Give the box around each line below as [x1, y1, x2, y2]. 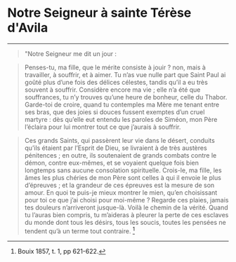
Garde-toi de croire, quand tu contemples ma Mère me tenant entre [24, 100, 220, 109]
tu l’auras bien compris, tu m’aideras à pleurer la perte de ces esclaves [24, 210, 229, 219]
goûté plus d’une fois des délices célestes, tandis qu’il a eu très [24, 78, 209, 86]
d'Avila [7, 20, 48, 36]
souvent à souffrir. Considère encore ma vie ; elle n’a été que [24, 85, 201, 94]
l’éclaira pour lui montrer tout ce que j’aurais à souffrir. [24, 123, 181, 131]
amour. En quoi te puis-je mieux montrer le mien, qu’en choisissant [24, 188, 218, 197]
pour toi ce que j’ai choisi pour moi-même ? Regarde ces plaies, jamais [24, 195, 230, 204]
